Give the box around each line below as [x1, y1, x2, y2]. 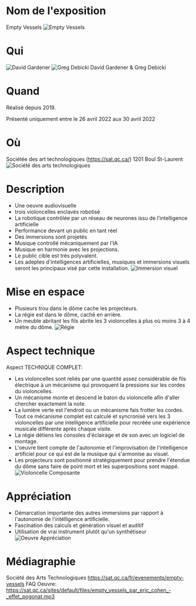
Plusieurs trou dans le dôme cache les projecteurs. [14, 305, 138, 312]
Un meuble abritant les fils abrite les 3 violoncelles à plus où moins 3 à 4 [14, 317, 191, 324]
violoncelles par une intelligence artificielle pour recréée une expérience [14, 419, 190, 426]
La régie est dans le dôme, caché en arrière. [14, 311, 122, 318]
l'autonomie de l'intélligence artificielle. [14, 515, 110, 522]
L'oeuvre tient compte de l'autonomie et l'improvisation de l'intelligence [14, 444, 188, 451]
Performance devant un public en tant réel [14, 227, 118, 234]
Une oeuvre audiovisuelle [14, 202, 77, 209]
